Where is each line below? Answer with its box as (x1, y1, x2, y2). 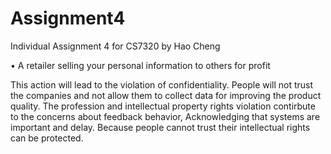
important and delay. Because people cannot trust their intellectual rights (10, 121, 311, 133)
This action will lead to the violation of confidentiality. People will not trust (10, 78, 314, 91)
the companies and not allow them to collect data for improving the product (10, 89, 322, 101)
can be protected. (10, 132, 84, 144)
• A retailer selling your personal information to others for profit (10, 59, 271, 71)
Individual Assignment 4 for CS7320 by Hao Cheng (10, 40, 221, 52)
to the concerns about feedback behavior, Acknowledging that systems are (10, 110, 321, 122)
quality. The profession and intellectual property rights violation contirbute (10, 100, 316, 112)
